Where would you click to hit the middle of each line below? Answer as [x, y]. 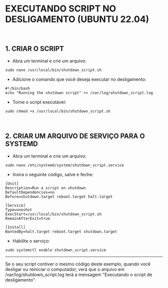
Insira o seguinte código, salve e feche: [53, 174]
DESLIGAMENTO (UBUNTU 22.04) [77, 19]
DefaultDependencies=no [30, 192]
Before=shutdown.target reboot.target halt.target [59, 197]
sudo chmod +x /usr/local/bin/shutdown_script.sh [58, 111]
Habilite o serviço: [31, 241]
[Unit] [12, 183]
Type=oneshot [19, 210]
